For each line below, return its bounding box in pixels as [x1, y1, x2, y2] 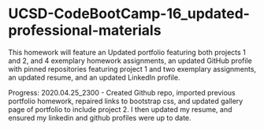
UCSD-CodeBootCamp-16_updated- [8, 5, 251, 23]
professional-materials [8, 21, 162, 39]
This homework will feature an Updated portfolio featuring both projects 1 [8, 47, 246, 57]
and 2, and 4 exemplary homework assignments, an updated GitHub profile [8, 56, 252, 65]
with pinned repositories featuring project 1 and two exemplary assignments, [8, 64, 257, 73]
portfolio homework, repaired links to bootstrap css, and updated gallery [8, 96, 244, 106]
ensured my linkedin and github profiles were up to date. [8, 113, 191, 122]
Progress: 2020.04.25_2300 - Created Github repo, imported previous [8, 87, 236, 97]
